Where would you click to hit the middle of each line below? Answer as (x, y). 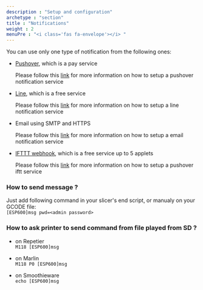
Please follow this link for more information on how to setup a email (99, 135)
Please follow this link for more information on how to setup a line (97, 105)
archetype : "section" (35, 18)
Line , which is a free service (50, 93)
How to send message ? (42, 187)
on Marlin (27, 258)
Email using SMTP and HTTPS (53, 123)
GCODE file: (21, 207)
